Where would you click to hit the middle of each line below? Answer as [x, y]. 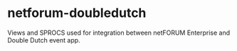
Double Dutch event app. [44, 40]
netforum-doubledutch [77, 13]
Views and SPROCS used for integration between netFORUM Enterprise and [119, 33]
